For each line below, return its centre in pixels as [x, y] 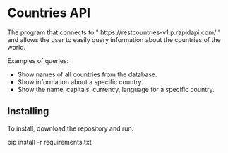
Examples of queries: [38, 60]
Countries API [49, 13]
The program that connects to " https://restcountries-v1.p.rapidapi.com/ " [114, 32]
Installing [28, 111]
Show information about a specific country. [80, 81]
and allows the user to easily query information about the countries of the [114, 39]
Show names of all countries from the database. [87, 74]
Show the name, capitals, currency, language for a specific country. [116, 89]
